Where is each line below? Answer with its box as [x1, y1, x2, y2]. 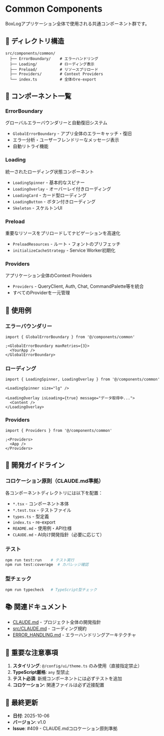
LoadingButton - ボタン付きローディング [12, 198, 96, 204]
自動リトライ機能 [12, 143, 49, 149]
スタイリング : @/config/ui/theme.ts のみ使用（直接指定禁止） [12, 663, 142, 669]
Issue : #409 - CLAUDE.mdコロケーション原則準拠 [12, 725, 118, 731]
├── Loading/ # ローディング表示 [10, 62, 95, 67]
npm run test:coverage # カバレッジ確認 [5, 562, 89, 567]
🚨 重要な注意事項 [5, 648, 58, 657]
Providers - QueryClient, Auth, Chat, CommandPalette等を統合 [12, 283, 144, 289]
